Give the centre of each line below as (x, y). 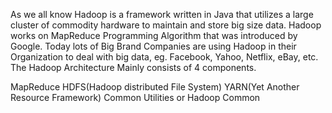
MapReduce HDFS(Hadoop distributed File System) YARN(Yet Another (155, 87)
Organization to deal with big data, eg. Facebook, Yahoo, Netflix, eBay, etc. (164, 57)
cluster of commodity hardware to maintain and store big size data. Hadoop (166, 25)
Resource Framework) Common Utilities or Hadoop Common (135, 97)
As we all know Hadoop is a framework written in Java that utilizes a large (162, 14)
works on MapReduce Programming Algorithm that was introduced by (154, 35)
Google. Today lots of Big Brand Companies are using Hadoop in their (153, 46)
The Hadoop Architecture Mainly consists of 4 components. (133, 67)
